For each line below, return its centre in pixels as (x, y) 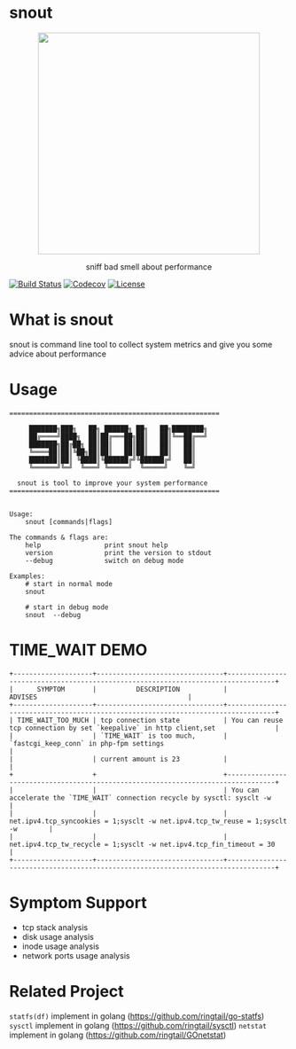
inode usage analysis (61, 946)
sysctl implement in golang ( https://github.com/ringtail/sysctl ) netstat (138, 1025)
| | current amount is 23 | (118, 759)
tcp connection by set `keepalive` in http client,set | (144, 728)
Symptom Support (78, 902)
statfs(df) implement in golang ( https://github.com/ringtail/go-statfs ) (137, 1016)
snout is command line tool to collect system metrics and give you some (141, 344)
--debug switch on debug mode (105, 560)
